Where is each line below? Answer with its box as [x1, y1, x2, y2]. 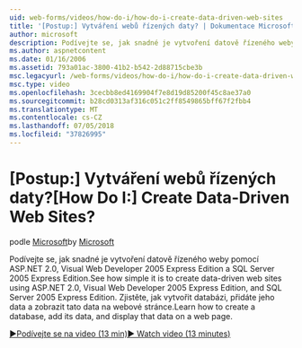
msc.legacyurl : [9, 72, 67, 81]
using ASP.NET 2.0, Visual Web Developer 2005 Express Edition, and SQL [9, 282, 282, 292]
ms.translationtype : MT [9, 105, 99, 114]
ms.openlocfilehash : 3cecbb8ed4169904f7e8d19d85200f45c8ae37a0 [9, 88, 252, 97]
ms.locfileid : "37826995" [9, 130, 106, 139]
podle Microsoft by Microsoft [9, 236, 115, 247]
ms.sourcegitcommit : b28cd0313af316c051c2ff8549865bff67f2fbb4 [9, 96, 252, 106]
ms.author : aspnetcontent [9, 47, 106, 56]
